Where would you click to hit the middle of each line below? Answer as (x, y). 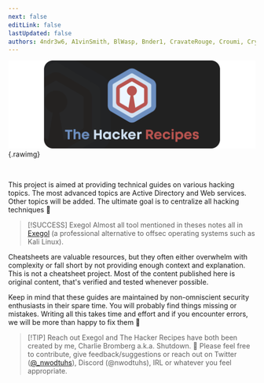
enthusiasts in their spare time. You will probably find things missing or (123, 306)
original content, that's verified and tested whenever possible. (108, 282)
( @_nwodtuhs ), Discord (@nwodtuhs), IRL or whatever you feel (129, 363)
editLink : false (35, 25)
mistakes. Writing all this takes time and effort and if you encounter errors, (128, 314)
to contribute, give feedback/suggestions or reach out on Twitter (132, 355)
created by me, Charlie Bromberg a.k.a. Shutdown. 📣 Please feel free (139, 346)
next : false (27, 17)
